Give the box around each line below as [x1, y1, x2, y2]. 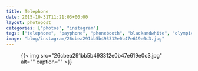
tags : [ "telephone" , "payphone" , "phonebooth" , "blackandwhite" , [6, 31, 170, 36]
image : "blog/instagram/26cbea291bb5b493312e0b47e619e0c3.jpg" [6, 36, 165, 42]
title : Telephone [6, 8, 49, 15]
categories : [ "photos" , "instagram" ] [6, 25, 99, 31]
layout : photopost [6, 19, 51, 25]
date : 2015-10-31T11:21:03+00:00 [6, 14, 88, 20]
